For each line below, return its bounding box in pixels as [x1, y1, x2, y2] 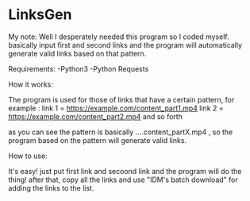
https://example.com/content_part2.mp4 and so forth [8, 111, 183, 121]
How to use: [8, 151, 48, 160]
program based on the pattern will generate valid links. [8, 135, 187, 145]
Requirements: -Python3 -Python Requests [8, 64, 149, 73]
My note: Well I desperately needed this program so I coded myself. [8, 32, 229, 41]
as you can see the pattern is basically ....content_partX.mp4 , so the [8, 127, 233, 137]
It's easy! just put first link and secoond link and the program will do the [8, 166, 242, 176]
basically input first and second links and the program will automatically [8, 40, 243, 49]
